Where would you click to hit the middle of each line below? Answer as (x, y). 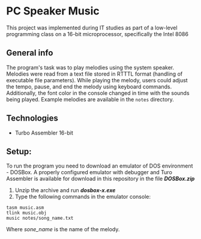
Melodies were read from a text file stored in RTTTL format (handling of (94, 74)
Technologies (32, 118)
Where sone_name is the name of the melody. (63, 229)
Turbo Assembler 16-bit (44, 133)
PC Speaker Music (53, 11)
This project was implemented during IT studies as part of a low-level (92, 28)
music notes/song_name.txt (40, 218)
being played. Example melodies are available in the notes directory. (90, 99)
